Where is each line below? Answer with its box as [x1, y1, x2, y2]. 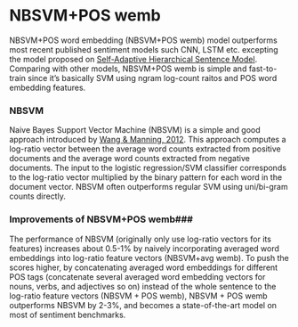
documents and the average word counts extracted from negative [9, 153, 251, 164]
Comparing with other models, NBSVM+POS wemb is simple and [9, 63, 247, 74]
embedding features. [9, 82, 86, 93]
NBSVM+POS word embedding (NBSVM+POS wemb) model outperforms [9, 35, 278, 45]
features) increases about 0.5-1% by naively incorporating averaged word [9, 242, 280, 254]
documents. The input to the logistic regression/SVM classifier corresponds [9, 162, 287, 174]
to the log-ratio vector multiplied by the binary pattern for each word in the [9, 172, 283, 183]
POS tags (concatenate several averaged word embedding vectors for [9, 271, 266, 282]
